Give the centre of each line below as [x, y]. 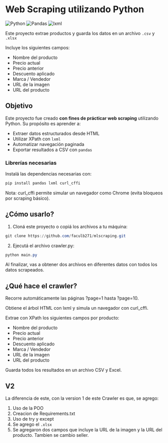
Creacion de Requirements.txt [44, 414]
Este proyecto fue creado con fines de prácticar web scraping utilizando [82, 118]
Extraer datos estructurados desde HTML [56, 133]
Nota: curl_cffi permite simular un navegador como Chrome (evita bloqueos [84, 193]
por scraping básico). [28, 198]
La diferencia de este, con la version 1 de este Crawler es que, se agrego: [82, 398]
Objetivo [19, 106]
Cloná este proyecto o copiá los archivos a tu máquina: [70, 226]
